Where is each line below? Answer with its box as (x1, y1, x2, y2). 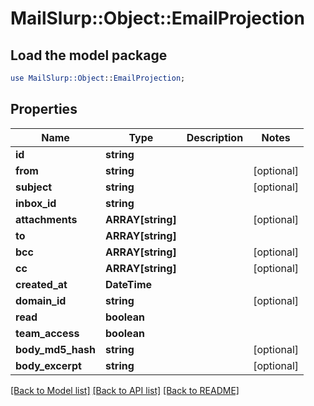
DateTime (105, 277, 153, 291)
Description (186, 130, 244, 144)
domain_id (15, 293, 67, 307)
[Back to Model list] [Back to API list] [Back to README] (10, 384, 240, 396)
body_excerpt (15, 358, 82, 372)
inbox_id (15, 196, 57, 210)
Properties (10, 101, 78, 118)
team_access (15, 326, 80, 340)
